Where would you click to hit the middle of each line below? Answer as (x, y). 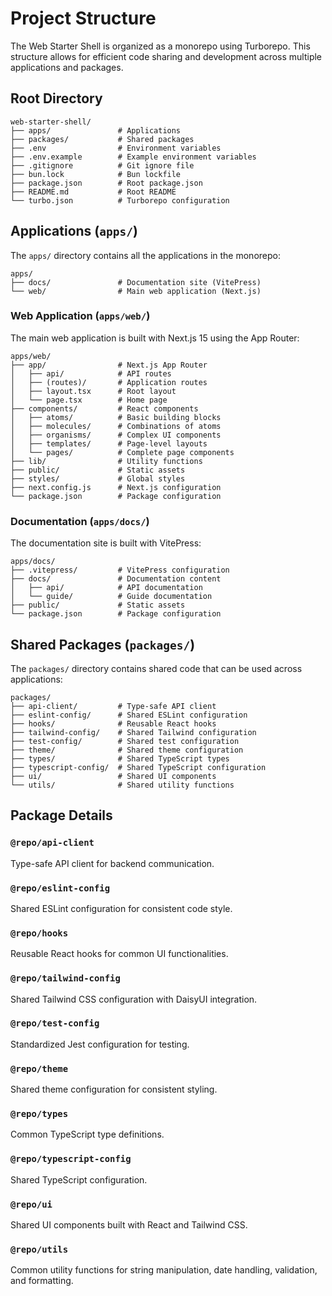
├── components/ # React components (104, 408)
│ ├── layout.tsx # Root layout (93, 391)
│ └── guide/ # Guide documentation (111, 597)
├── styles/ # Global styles (98, 478)
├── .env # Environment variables (116, 148)
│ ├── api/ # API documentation (106, 588)
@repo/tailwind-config (65, 978)
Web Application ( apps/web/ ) (80, 316)
